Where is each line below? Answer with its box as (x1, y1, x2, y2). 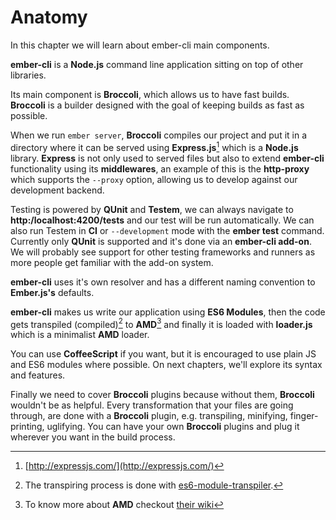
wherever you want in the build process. (10, 431, 176, 443)
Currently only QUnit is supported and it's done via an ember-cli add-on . (10, 235, 312, 247)
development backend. (10, 184, 105, 196)
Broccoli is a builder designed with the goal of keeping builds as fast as (10, 99, 305, 111)
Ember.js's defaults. (10, 286, 95, 298)
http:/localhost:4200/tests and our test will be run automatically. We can (10, 214, 315, 226)
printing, (10, 421, 45, 433)
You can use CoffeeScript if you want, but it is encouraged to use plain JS (10, 348, 317, 360)
